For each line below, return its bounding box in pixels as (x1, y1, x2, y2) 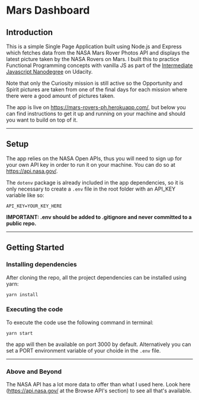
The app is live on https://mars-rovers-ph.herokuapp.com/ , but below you (6, 104, 187, 110)
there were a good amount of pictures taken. (6, 93, 115, 99)
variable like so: (6, 191, 44, 199)
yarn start (6, 330, 33, 336)
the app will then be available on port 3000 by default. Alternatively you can (6, 341, 191, 348)
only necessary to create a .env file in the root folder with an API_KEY (6, 185, 176, 192)
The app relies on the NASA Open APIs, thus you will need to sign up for (6, 155, 182, 162)
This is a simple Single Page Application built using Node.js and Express (6, 43, 182, 50)
